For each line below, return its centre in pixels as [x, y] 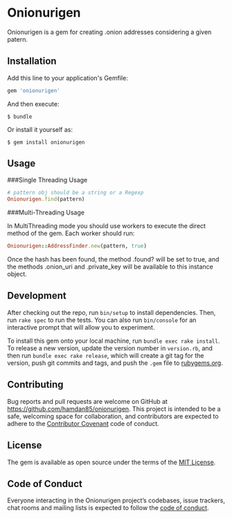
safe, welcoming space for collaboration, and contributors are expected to [113, 416]
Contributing [35, 385]
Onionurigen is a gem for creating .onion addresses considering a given [109, 32]
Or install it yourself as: [40, 129]
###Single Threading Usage [47, 180]
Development [37, 296]
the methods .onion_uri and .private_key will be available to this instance [110, 267]
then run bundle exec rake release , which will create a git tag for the [106, 355]
